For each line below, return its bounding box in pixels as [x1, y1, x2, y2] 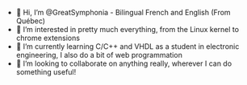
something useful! [15, 67, 77, 76]
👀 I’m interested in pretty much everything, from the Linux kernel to [15, 25, 240, 34]
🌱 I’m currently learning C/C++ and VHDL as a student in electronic [15, 42, 240, 51]
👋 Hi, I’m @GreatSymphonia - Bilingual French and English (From [15, 8, 232, 17]
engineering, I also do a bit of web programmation [15, 51, 183, 59]
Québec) [15, 16, 46, 26]
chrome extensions [15, 33, 81, 42]
